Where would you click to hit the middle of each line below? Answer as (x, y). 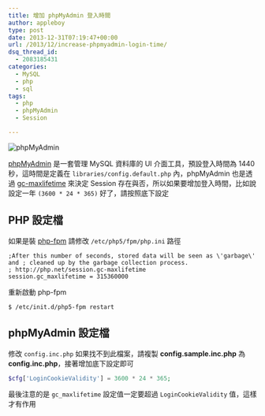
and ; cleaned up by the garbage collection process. (99, 262)
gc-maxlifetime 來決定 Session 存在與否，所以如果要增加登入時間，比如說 (136, 183)
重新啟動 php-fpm (37, 292)
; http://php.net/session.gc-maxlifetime (77, 269)
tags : (17, 96)
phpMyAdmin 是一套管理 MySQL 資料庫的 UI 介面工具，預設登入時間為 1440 (131, 163)
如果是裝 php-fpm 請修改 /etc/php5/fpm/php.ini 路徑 (95, 240)
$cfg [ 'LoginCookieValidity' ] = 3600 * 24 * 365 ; (90, 378)
